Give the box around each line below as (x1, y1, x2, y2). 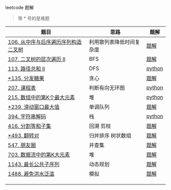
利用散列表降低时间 (89, 39, 135, 45)
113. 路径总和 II (8, 65, 45, 72)
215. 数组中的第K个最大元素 (8, 94, 75, 101)
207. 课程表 (8, 85, 36, 91)
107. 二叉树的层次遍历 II (8, 56, 66, 63)
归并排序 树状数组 (89, 132, 131, 139)
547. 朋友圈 (8, 142, 36, 149)
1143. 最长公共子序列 (8, 161, 60, 168)
